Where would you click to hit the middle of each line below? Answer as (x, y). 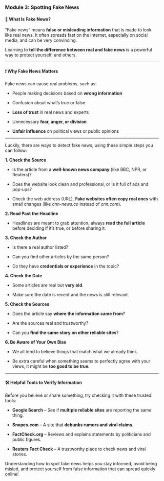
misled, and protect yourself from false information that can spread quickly (80, 469)
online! (12, 474)
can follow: (16, 150)
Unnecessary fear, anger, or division (49, 122)
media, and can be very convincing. (41, 40)
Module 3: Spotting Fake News (42, 7)
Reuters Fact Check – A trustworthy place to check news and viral (79, 449)
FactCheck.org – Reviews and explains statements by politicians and (82, 434)
